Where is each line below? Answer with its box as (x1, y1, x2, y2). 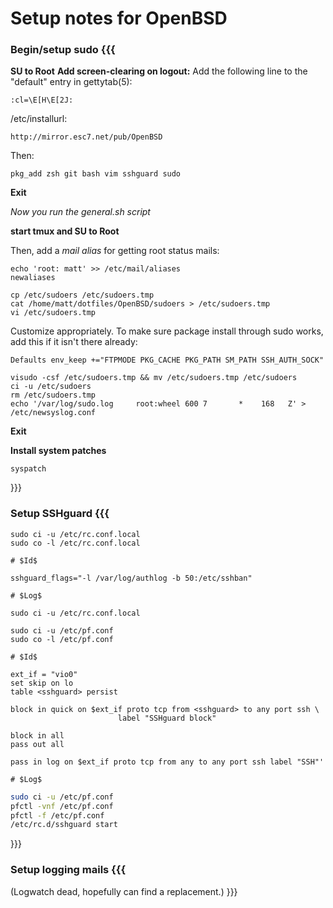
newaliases (10, 273, 56, 283)
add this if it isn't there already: (10, 336, 138, 348)
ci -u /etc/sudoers (10, 382, 92, 392)
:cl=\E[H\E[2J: (10, 95, 74, 106)
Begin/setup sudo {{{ (10, 43, 116, 57)
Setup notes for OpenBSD (10, 7, 228, 30)
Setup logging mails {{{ (10, 863, 127, 877)
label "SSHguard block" (117, 713, 217, 723)
